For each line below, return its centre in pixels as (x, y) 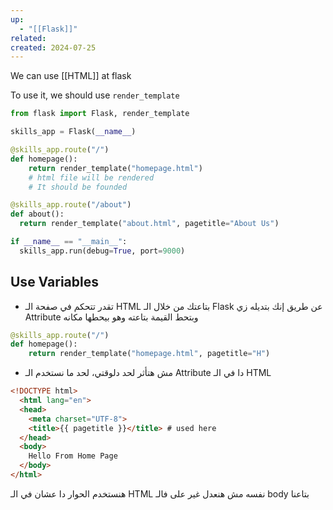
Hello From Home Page (73, 456)
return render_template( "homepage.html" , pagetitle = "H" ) (149, 354)
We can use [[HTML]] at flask (71, 76)
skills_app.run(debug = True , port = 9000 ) (102, 251)
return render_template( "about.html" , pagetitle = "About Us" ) (149, 224)
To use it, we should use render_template (95, 95)
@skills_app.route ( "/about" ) (71, 205)
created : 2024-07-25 (53, 47)
